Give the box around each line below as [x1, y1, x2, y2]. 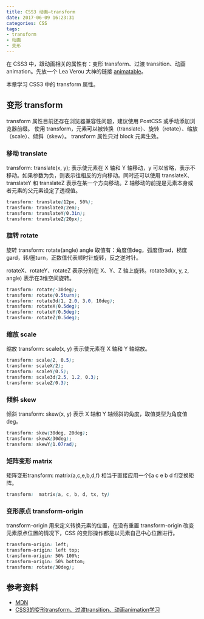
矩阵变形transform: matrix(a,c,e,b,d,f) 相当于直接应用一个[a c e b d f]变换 [6, 472, 189, 479]
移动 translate [6, 149, 47, 158]
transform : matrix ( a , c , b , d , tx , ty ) [6, 491, 110, 498]
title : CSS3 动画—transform [6, 8, 76, 15]
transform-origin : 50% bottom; [6, 558, 86, 564]
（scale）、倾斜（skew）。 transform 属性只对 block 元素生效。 [6, 132, 162, 140]
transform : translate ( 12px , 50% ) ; [6, 198, 94, 205]
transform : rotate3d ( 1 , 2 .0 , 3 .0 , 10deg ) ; [6, 298, 115, 304]
